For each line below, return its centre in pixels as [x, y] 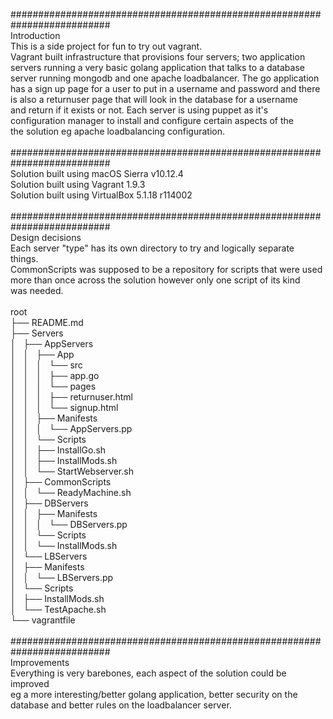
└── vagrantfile [43, 620]
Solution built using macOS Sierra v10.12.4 [97, 173]
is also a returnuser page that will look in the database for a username [154, 99]
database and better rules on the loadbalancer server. [121, 705]
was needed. [37, 290]
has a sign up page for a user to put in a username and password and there [165, 88]
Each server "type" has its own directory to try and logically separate [152, 248]
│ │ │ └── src [46, 365]
